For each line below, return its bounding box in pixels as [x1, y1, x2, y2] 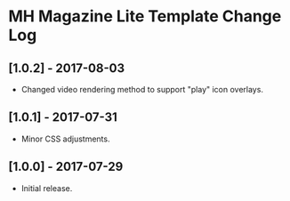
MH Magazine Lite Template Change [8, 6, 282, 27]
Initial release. [20, 182, 73, 193]
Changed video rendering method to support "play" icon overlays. [20, 84, 264, 94]
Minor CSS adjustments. [20, 133, 110, 144]
